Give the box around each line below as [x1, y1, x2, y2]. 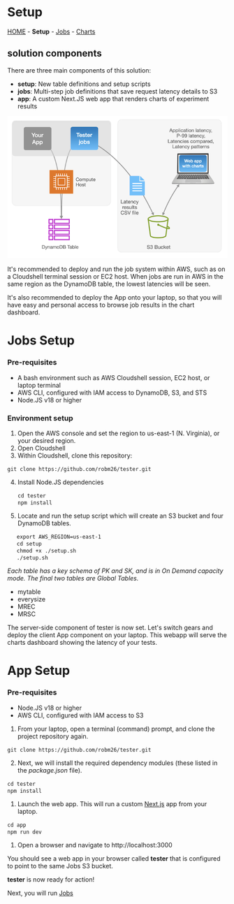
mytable [17, 588, 41, 596]
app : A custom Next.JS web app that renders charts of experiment [17, 94, 210, 103]
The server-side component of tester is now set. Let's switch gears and [7, 623, 213, 632]
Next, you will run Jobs [7, 889, 73, 897]
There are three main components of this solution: [7, 66, 152, 74]
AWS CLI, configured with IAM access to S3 [17, 710, 144, 720]
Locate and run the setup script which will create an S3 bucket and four [17, 511, 224, 520]
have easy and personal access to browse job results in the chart [7, 301, 195, 309]
